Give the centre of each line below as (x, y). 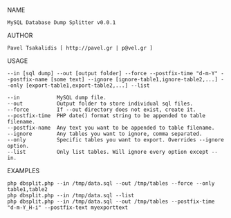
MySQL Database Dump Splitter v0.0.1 (62, 23)
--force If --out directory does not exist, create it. (102, 110)
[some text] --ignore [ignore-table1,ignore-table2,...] (134, 79)
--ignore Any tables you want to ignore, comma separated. (105, 134)
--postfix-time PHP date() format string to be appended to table (107, 116)
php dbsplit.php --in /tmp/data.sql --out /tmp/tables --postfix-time (111, 201)
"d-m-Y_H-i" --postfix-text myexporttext (68, 208)
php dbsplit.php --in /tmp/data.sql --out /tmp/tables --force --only (111, 184)
